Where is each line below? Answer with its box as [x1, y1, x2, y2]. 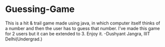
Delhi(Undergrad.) [5, 36, 42, 42]
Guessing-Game [5, 3, 75, 15]
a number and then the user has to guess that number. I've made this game [5, 25, 160, 31]
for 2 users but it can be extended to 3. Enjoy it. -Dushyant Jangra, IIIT [5, 30, 150, 36]
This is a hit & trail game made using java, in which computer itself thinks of [5, 20, 160, 26]
